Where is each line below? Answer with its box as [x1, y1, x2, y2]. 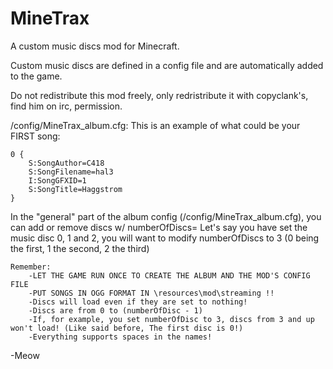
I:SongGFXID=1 [28, 175, 87, 186]
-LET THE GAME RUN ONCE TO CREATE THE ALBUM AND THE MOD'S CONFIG [28, 270, 311, 281]
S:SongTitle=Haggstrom [28, 184, 123, 194]
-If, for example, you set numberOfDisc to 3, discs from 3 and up [28, 314, 315, 324]
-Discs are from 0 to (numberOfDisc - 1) [28, 305, 203, 316]
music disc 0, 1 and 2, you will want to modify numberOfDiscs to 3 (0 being [10, 232, 320, 244]
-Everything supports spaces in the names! [28, 332, 213, 342]
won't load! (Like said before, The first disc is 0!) [10, 323, 244, 333]
